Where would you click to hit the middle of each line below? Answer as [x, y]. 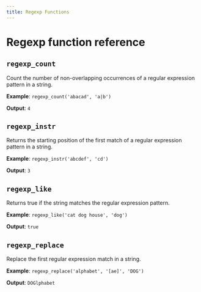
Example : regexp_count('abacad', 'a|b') [59, 96]
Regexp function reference [76, 42]
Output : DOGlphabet [31, 283]
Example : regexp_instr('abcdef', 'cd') [57, 159]
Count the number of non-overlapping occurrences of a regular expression [101, 78]
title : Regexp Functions [38, 12]
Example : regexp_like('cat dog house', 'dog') [67, 215]
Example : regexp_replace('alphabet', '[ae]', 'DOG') [75, 271]
